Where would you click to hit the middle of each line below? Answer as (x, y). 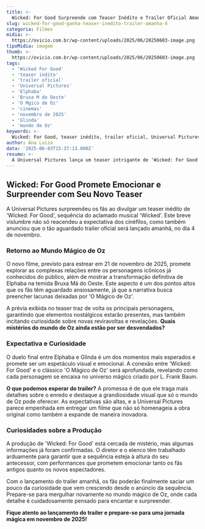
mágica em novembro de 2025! (47, 519)
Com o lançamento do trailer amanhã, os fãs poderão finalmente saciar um (100, 481)
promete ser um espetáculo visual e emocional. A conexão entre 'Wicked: (99, 363)
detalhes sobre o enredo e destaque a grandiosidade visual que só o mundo (102, 394)
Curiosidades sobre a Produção (54, 430)
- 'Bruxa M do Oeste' (39, 97)
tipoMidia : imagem (30, 46)
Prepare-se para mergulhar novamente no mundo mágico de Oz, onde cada (102, 494)
